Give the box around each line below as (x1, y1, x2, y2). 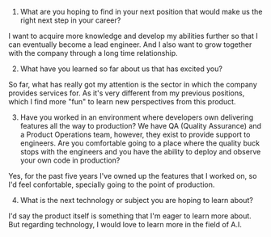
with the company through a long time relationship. (8, 49, 178, 57)
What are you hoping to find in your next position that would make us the (19, 7, 263, 16)
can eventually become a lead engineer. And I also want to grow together (8, 40, 252, 49)
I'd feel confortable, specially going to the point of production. (8, 180, 215, 189)
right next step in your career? (19, 15, 121, 25)
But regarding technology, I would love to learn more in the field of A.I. (8, 220, 243, 229)
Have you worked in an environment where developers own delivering (19, 112, 254, 122)
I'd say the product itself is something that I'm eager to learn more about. (8, 211, 252, 221)
